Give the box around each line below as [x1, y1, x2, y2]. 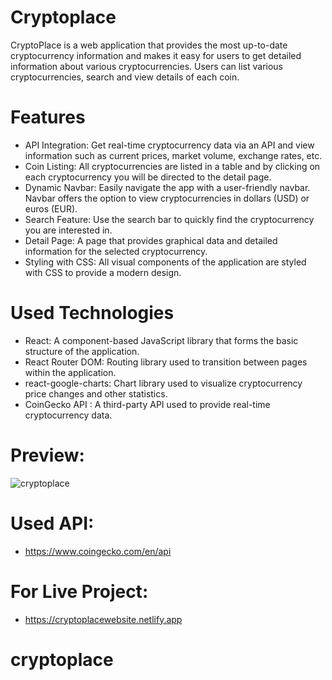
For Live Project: [10, 580, 149, 603]
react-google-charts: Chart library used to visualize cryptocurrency [24, 377, 303, 389]
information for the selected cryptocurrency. [24, 245, 208, 257]
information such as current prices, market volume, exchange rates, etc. [24, 149, 323, 161]
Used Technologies [10, 302, 175, 325]
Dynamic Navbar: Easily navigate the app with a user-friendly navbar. [24, 181, 311, 193]
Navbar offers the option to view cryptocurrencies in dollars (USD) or [24, 192, 310, 204]
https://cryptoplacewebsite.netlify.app [24, 613, 183, 625]
